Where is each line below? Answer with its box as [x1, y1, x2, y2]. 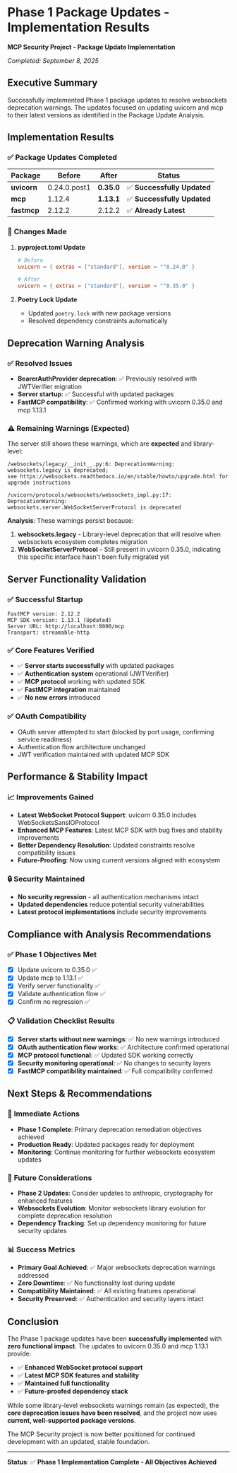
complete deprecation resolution [17, 1211, 113, 1220]
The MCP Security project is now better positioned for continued [7, 1430, 195, 1438]
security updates [17, 1227, 67, 1235]
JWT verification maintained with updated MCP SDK [17, 750, 170, 758]
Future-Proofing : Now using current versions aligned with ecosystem [17, 856, 221, 865]
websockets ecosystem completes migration [17, 538, 148, 546]
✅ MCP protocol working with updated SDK [17, 677, 145, 686]
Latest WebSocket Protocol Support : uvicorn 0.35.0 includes [17, 811, 197, 819]
